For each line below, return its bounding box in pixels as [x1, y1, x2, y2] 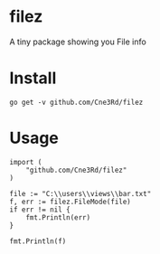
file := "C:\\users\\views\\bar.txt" [9, 189, 152, 198]
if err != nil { [9, 205, 71, 214]
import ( [9, 157, 42, 166]
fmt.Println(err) [25, 212, 91, 222]
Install [9, 68, 57, 89]
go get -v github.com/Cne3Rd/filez [9, 98, 144, 107]
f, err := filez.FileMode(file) [9, 197, 131, 206]
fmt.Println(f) [9, 237, 67, 246]
